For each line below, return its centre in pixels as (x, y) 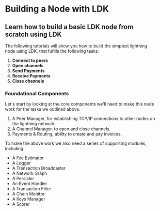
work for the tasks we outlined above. (43, 109)
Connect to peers (30, 60)
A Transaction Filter (32, 189)
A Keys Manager (28, 199)
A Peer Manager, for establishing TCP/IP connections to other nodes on (83, 119)
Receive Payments (31, 76)
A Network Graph (30, 173)
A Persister (23, 179)
